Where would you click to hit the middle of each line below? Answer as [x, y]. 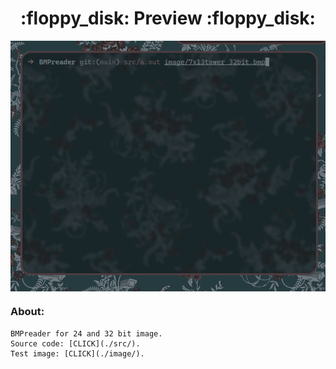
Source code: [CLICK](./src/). [75, 343]
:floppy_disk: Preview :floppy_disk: [168, 18]
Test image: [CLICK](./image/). [77, 353]
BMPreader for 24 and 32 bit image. [86, 333]
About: [27, 312]
